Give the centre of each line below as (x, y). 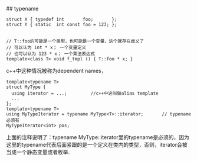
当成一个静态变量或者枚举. (38, 152)
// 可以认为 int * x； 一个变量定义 (46, 47)
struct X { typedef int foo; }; (62, 20)
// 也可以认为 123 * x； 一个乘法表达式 (51, 54)
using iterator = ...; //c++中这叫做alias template (85, 94)
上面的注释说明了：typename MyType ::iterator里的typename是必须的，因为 (98, 137)
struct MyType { (26, 87)
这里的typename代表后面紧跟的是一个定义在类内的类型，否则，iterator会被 (97, 145)
